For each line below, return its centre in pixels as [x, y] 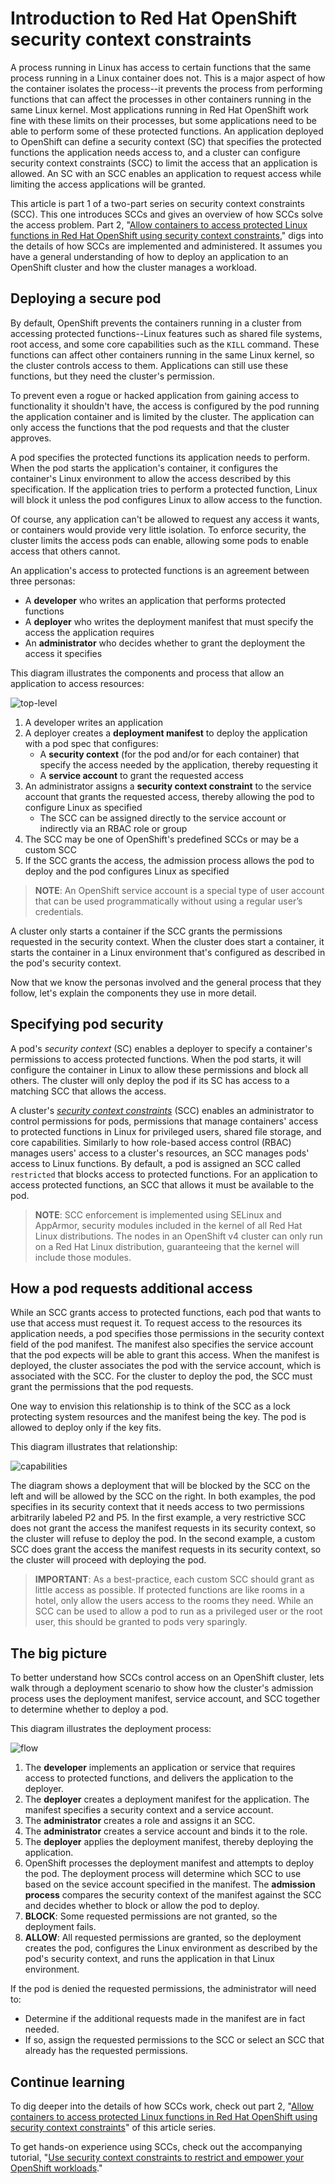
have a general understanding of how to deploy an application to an [149, 256]
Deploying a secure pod [86, 298]
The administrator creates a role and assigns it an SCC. [140, 1821]
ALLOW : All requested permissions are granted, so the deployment [163, 1938]
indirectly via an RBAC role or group [113, 828]
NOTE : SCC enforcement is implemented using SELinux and [158, 1214]
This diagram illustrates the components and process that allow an [147, 673]
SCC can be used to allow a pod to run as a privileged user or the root [178, 1611]
